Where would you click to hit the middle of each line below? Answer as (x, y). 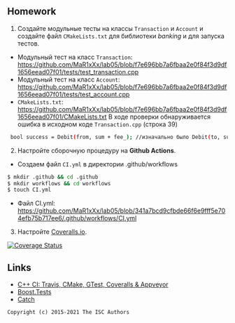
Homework (32, 12)
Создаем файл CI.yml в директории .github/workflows (98, 164)
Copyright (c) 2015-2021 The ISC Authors (69, 312)
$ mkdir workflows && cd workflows (59, 183)
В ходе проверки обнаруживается (159, 117)
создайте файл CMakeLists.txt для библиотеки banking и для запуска (121, 36)
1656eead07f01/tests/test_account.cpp (73, 94)
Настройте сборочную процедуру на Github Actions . (97, 150)
